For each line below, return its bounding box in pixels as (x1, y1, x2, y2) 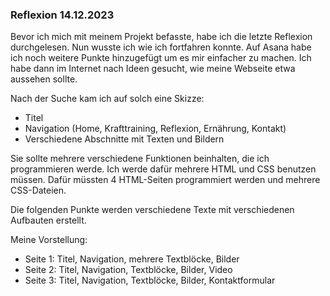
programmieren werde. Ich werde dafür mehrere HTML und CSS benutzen (10, 163, 317, 175)
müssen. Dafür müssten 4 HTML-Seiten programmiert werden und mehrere (10, 174, 321, 186)
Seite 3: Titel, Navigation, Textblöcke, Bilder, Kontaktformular (24, 274, 276, 287)
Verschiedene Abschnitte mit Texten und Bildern (24, 133, 225, 145)
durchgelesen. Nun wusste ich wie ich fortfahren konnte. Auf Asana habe (10, 41, 312, 53)
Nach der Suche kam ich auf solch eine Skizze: (10, 93, 205, 105)
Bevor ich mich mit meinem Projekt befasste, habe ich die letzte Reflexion (10, 31, 313, 43)
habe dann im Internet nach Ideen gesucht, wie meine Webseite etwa (10, 63, 296, 75)
